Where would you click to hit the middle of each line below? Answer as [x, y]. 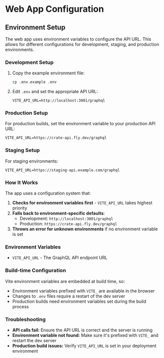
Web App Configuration [55, 9]
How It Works [22, 182]
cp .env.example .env [34, 82]
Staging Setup [23, 150]
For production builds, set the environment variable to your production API [81, 124]
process [20, 306]
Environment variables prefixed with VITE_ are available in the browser [83, 291]
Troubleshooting [25, 319]
